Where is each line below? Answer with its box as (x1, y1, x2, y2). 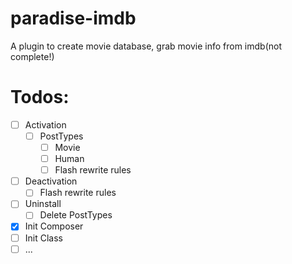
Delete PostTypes (39, 209, 113, 221)
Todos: (10, 86, 70, 109)
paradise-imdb (10, 7, 137, 30)
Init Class (24, 232, 63, 244)
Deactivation (24, 175, 78, 187)
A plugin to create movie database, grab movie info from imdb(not (10, 40, 283, 52)
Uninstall (24, 198, 62, 210)
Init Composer (24, 220, 84, 232)
